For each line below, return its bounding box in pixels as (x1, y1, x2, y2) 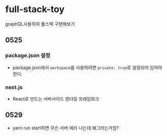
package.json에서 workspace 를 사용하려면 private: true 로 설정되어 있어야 (12, 64, 162, 70)
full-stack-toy (5, 4, 65, 15)
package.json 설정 (5, 52, 51, 59)
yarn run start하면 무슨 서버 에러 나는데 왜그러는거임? (12, 125, 119, 131)
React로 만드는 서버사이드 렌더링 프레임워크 (12, 96, 100, 102)
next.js (5, 83, 23, 90)
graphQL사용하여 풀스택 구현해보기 (5, 21, 75, 27)
